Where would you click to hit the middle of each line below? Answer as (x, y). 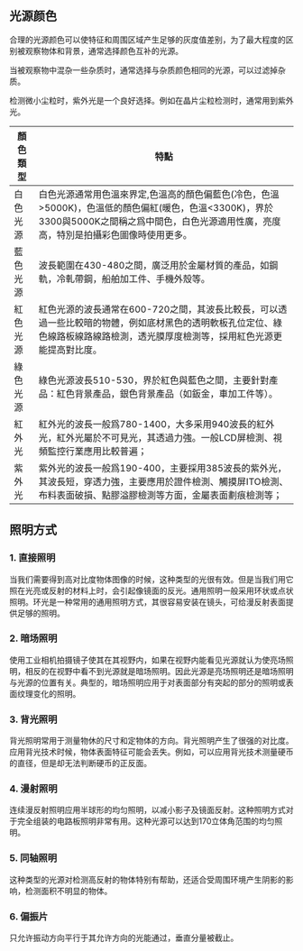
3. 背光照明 (33, 719)
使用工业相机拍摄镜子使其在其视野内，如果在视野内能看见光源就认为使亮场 (147, 660)
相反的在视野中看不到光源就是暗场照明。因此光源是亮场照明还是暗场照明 (159, 671)
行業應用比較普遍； (106, 451)
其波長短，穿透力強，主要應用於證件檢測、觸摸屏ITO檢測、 (163, 481)
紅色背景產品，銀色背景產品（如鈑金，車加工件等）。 (167, 393)
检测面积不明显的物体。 (69, 891)
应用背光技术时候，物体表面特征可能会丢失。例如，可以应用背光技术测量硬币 (151, 752)
